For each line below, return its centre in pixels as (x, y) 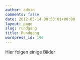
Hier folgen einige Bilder (30, 52)
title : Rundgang (22, 33)
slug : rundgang (21, 28)
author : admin (20, 10)
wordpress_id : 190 (24, 38)
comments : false (22, 14)
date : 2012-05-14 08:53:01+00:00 (40, 19)
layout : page (19, 24)
